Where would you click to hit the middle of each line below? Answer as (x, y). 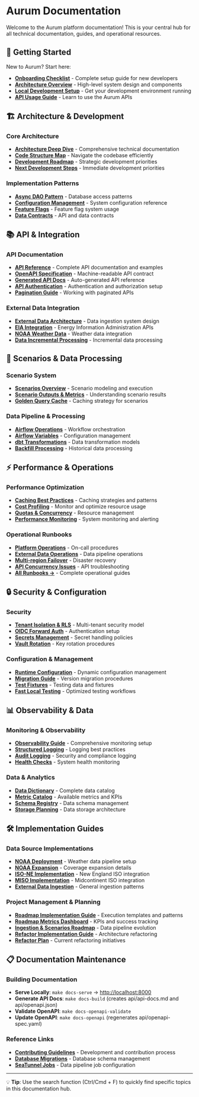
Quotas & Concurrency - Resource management (74, 513)
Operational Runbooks (39, 535)
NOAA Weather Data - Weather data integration (73, 333)
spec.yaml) (28, 1024)
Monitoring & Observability (46, 730)
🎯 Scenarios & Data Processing (64, 359)
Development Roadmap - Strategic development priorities (86, 162)
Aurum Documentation (64, 11)
